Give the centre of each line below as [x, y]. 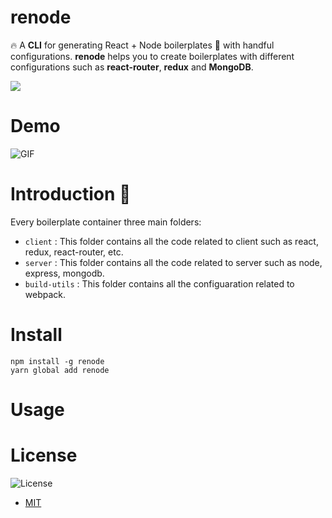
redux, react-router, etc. [74, 252]
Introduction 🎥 [71, 194]
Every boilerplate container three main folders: [106, 222]
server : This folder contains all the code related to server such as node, [173, 262]
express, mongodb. [64, 273]
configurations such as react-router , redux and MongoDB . [132, 67]
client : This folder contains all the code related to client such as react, [171, 241]
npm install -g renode [57, 361]
